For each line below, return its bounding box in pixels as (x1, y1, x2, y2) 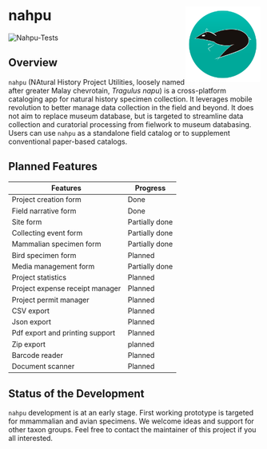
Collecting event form (11, 228, 83, 238)
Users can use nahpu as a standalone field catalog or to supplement (8, 128, 230, 137)
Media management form (11, 261, 95, 271)
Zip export (11, 339, 46, 349)
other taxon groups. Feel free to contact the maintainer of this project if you (8, 425, 257, 435)
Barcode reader (11, 350, 64, 360)
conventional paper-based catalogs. (8, 137, 128, 146)
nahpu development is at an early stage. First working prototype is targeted (8, 408, 254, 418)
